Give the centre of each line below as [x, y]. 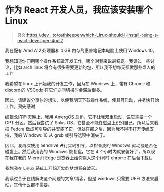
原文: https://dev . [34, 35]
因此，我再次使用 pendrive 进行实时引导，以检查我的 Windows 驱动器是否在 [81, 145]
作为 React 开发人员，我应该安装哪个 [79, 10]
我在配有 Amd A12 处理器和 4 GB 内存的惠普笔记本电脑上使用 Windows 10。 [81, 50]
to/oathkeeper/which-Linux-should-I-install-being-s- [106, 35]
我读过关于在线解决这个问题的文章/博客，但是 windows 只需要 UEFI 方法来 [80, 178]
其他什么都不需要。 [33, 185]
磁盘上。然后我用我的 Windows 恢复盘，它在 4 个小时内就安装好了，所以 [78, 151]
